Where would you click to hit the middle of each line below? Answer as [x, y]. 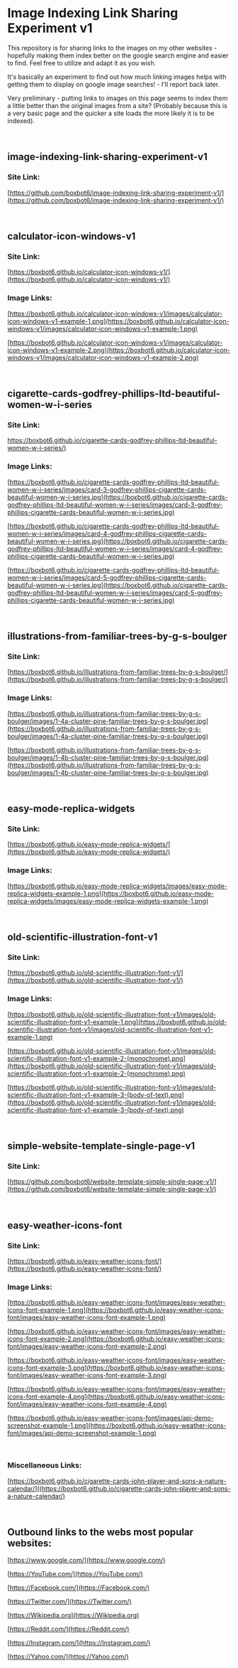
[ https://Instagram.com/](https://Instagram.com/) [79, 1643]
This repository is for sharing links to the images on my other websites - [112, 48]
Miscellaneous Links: [45, 1465]
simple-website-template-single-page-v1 [101, 1146]
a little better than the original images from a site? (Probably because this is [118, 105]
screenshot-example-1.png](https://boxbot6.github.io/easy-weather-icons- [117, 1426]
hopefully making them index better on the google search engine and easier [118, 55]
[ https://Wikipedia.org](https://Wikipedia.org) [73, 1615]
